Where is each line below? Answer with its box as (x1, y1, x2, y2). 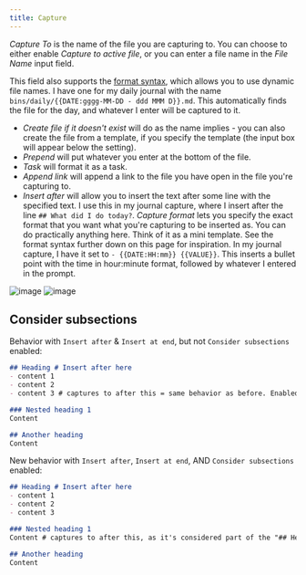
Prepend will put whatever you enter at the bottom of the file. (22, 152, 252, 162)
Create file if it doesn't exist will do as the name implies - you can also (22, 122, 286, 133)
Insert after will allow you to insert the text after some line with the (22, 190, 271, 201)
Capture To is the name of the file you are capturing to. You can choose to (9, 38, 288, 49)
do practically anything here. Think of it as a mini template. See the (22, 229, 274, 240)
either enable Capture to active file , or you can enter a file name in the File (9, 47, 289, 59)
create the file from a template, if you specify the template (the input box (22, 131, 296, 142)
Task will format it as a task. (22, 161, 127, 172)
